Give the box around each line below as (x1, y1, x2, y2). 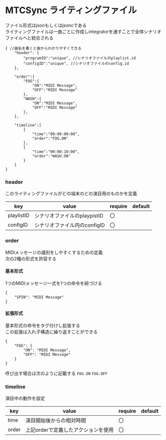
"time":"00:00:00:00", (32, 132, 80, 137)
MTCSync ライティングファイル (5, 5, 137, 16)
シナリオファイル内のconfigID (34, 222, 105, 229)
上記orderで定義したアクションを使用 (25, 426, 114, 433)
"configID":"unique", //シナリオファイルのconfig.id (23, 61, 129, 66)
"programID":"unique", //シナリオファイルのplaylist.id (23, 55, 136, 60)
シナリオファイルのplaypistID (34, 212, 104, 219)
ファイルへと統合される (5, 35, 54, 41)
